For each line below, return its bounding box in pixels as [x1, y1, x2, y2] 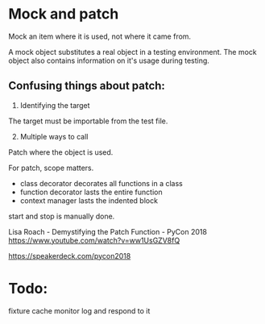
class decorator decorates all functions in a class [19, 178, 183, 188]
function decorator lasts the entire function [19, 187, 163, 197]
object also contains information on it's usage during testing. [8, 56, 209, 65]
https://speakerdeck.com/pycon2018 [8, 251, 131, 260]
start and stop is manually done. [8, 211, 115, 221]
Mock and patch [8, 5, 119, 23]
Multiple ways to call [19, 131, 89, 141]
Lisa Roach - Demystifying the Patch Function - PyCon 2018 [8, 226, 208, 236]
